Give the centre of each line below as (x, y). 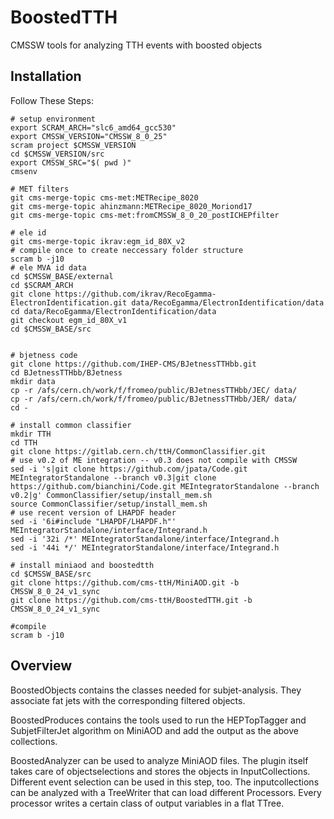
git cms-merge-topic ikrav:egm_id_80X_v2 (98, 241)
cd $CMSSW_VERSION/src (57, 154)
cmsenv (24, 171)
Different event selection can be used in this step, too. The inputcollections (165, 782)
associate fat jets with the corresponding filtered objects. (128, 700)
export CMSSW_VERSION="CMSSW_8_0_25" (89, 136)
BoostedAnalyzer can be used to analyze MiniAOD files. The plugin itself (159, 760)
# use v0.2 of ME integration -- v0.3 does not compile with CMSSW (154, 460)
